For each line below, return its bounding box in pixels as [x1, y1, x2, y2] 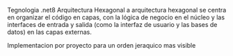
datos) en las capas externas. [7, 28, 92, 36]
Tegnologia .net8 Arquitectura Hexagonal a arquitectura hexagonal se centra [7, 6, 227, 14]
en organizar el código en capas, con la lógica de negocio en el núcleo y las [7, 13, 225, 21]
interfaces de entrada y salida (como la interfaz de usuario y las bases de [7, 21, 218, 28]
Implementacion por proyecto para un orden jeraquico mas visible [7, 41, 196, 49]
